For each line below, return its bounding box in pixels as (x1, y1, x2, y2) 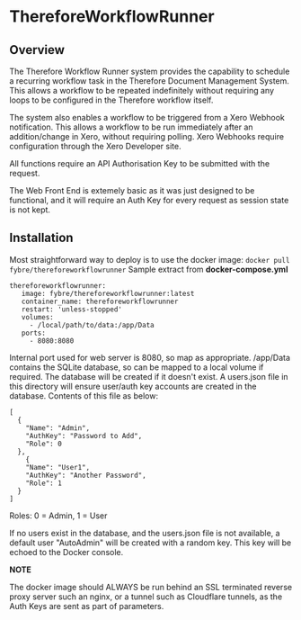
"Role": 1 (25, 479, 63, 488)
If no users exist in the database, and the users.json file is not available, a (9, 527, 280, 538)
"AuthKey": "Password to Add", (25, 431, 143, 440)
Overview (9, 42, 66, 58)
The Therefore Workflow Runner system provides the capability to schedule (9, 66, 290, 76)
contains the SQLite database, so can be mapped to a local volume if (9, 362, 264, 373)
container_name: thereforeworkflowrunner (21, 297, 179, 306)
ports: (21, 328, 47, 337)
